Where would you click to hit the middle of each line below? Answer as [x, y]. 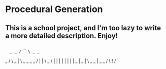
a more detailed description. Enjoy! [62, 36]
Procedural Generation [54, 9]
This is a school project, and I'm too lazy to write [83, 28]
